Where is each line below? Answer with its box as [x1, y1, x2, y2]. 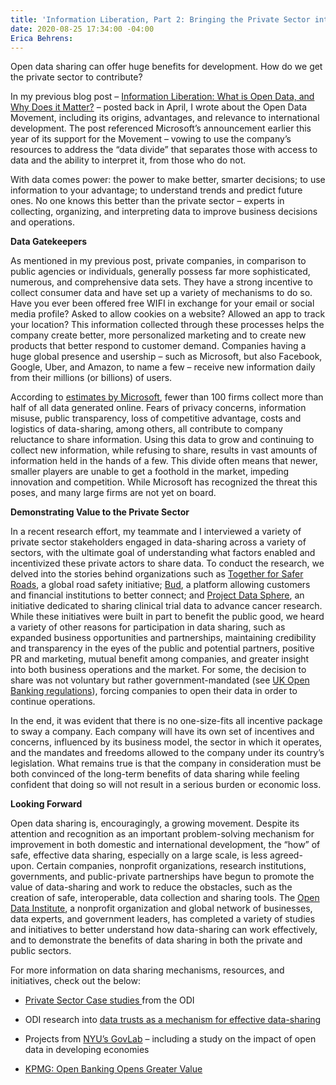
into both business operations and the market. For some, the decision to [10, 664, 307, 676]
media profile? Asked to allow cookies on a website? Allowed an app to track [10, 308, 326, 320]
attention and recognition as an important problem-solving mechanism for [10, 828, 315, 840]
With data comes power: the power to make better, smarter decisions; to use [10, 174, 326, 186]
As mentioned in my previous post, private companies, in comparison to [10, 255, 307, 267]
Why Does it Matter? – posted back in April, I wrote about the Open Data [10, 101, 308, 113]
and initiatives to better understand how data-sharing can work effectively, [10, 924, 318, 936]
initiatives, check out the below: [10, 975, 141, 987]
